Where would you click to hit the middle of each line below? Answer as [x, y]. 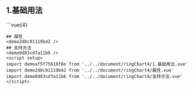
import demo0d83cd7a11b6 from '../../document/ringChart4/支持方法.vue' [94, 76]
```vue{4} [17, 24]
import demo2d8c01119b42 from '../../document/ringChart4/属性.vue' [90, 70]
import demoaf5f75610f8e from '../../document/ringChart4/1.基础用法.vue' [97, 64]
